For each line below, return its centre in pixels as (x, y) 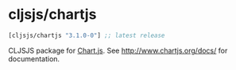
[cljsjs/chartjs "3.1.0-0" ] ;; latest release (87, 35)
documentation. (34, 59)
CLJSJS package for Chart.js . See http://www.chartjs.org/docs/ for (118, 50)
